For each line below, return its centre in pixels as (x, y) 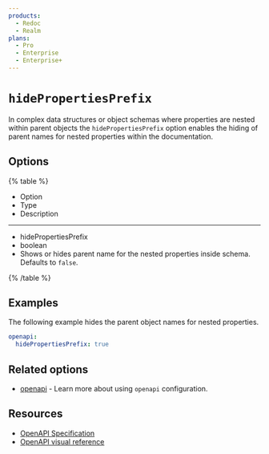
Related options (48, 369)
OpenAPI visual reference (62, 441)
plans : (19, 38)
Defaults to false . (49, 262)
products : (25, 16)
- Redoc (28, 23)
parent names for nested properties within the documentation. (111, 136)
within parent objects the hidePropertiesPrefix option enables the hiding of (133, 128)
